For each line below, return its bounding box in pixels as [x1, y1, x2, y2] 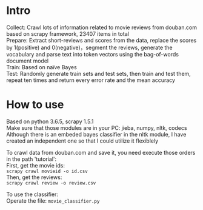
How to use [6, 98, 64, 112]
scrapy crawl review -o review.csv [6, 180, 96, 186]
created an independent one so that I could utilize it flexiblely [6, 137, 159, 144]
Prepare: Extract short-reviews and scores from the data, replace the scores [6, 36, 197, 44]
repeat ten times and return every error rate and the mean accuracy [6, 76, 176, 84]
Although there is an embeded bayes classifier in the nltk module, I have [6, 130, 187, 138]
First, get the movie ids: [6, 161, 65, 169]
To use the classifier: [6, 191, 59, 198]
